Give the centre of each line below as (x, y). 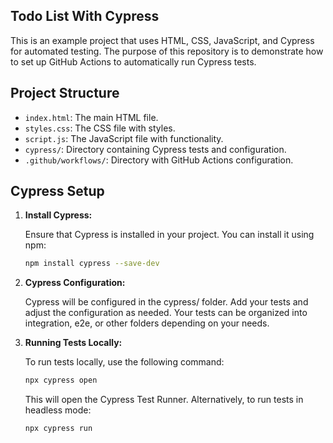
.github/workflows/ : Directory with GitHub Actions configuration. (159, 160)
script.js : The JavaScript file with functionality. (124, 138)
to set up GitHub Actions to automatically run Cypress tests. (133, 61)
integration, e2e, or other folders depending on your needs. (147, 323)
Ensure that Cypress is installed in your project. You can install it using (169, 235)
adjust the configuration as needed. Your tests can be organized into (166, 313)
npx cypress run (58, 429)
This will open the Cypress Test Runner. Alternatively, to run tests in (164, 400)
